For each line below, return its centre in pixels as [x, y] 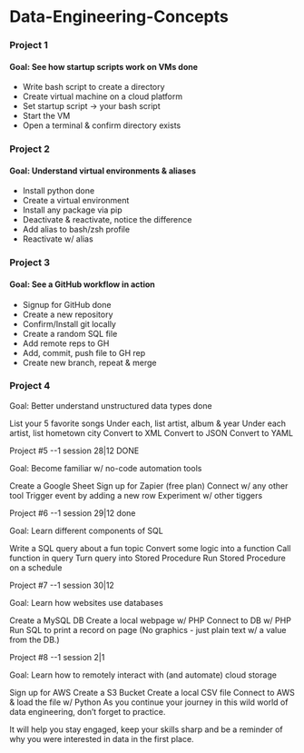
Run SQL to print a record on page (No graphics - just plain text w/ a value [148, 629]
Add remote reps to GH [66, 343]
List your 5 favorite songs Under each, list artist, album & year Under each [148, 423]
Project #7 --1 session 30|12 [62, 585]
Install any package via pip [72, 210]
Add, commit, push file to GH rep [84, 352]
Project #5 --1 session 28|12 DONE [74, 451]
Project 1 [29, 45]
